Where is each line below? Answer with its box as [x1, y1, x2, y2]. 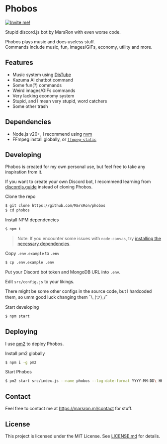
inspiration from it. [5, 169, 43, 175]
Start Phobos [5, 369, 32, 375]
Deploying [5, 328, 38, 336]
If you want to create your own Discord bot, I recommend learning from [5, 178, 151, 184]
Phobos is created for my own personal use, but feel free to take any [5, 164, 146, 170]
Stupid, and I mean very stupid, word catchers [12, 98, 107, 104]
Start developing [5, 304, 39, 310]
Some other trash [12, 103, 48, 109]
